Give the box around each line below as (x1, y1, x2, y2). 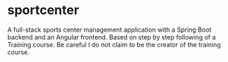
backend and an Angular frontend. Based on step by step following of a (7, 32, 217, 41)
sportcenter (7, 2, 80, 18)
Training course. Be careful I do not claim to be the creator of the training (7, 40, 222, 49)
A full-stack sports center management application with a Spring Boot (7, 25, 212, 34)
